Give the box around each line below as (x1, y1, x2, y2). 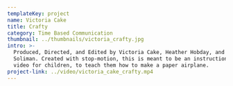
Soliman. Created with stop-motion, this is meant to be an (13, 55, 191, 62)
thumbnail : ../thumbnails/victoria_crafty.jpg (7, 36, 144, 43)
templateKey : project (7, 10, 70, 17)
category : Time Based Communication (7, 29, 113, 37)
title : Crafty (7, 23, 49, 30)
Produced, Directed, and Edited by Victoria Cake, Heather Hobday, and (13, 49, 225, 56)
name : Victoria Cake (7, 17, 67, 24)
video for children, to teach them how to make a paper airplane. (13, 62, 209, 69)
